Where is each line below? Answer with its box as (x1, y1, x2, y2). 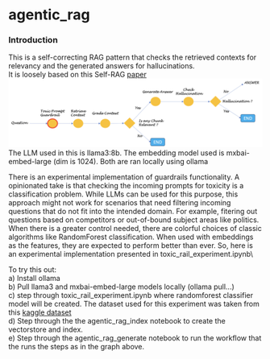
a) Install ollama (8, 274, 60, 283)
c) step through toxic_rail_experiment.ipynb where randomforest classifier (8, 291, 254, 300)
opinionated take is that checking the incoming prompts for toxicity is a (8, 181, 244, 191)
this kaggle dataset (8, 307, 72, 317)
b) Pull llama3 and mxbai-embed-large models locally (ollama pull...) (8, 282, 235, 291)
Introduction (8, 35, 58, 46)
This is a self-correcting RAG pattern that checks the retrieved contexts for (8, 52, 257, 62)
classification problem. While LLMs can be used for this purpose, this (8, 189, 239, 199)
